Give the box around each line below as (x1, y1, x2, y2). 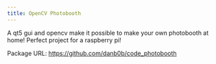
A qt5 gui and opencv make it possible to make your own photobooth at (7, 29, 209, 37)
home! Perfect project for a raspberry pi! (7, 35, 121, 44)
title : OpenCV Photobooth (7, 10, 81, 17)
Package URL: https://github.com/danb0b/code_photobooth (7, 49, 177, 57)
